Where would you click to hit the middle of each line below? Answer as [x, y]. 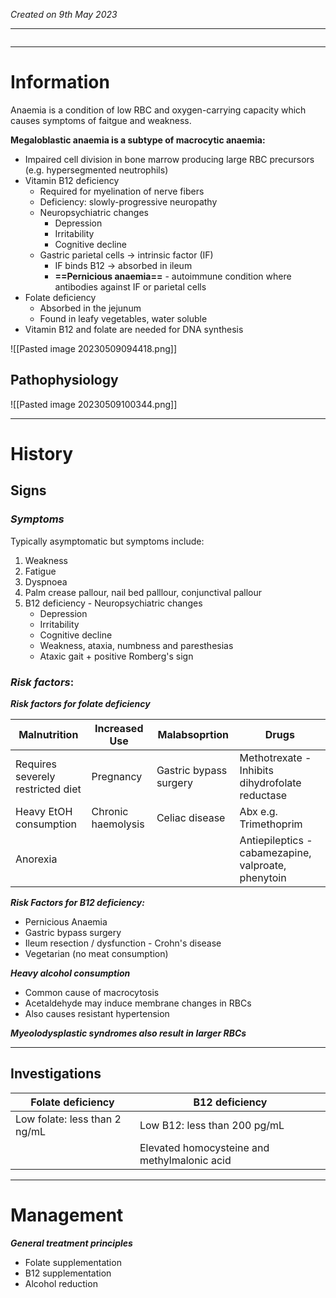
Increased [119, 728]
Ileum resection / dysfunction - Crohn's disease [123, 943]
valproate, [263, 865]
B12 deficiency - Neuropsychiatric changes [113, 603]
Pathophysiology [64, 380]
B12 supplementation [68, 1273]
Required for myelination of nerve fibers [122, 191]
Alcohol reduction [61, 1283]
